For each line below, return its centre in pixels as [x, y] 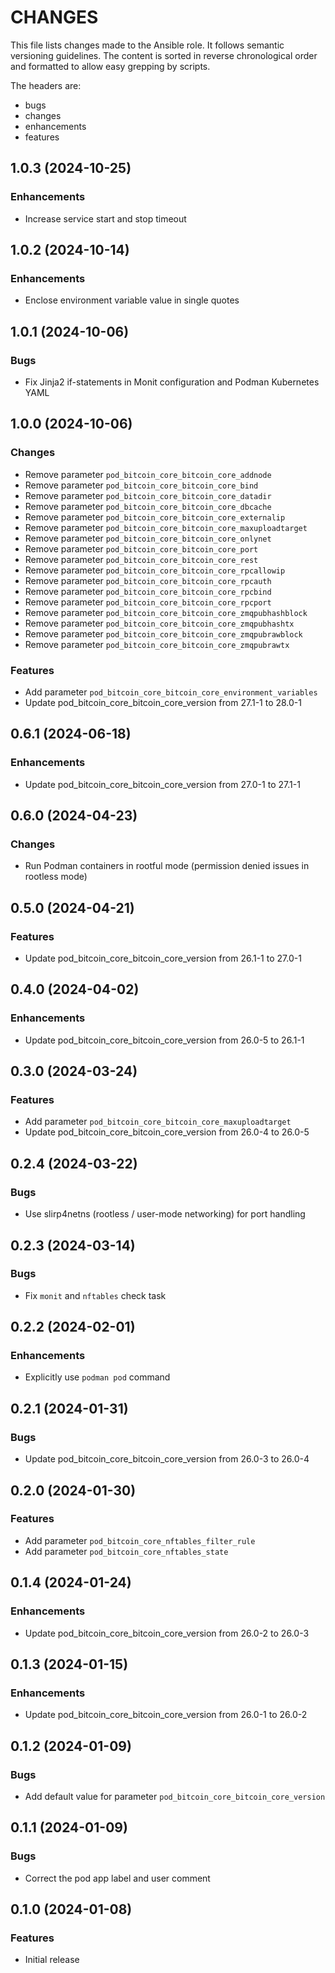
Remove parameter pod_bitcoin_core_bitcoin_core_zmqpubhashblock [166, 612]
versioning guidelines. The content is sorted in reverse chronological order [164, 55]
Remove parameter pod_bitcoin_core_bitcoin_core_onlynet [148, 538]
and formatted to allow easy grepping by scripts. [110, 66]
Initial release [52, 1960]
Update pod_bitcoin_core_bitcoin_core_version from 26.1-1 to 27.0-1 [163, 958]
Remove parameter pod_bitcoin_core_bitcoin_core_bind [141, 485]
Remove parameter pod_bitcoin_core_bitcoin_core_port [141, 548]
